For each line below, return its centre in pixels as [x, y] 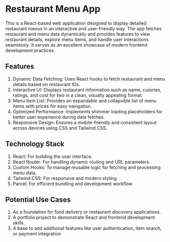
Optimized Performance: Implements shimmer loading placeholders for [88, 111]
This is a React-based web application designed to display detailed [76, 23]
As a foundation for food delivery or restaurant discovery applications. [87, 212]
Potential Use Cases [38, 200]
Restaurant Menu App [53, 9]
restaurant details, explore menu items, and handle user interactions [77, 39]
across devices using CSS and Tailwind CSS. [60, 128]
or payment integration [37, 234]
